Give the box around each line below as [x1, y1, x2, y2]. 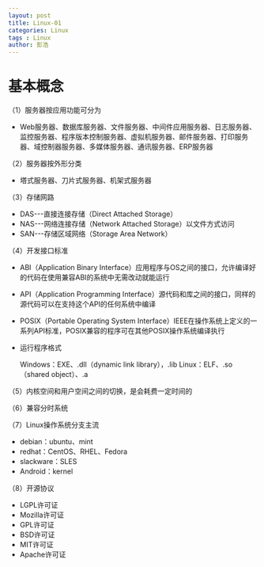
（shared [19, 370, 50, 379]
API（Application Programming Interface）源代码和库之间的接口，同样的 [19, 290, 256, 299]
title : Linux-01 [8, 19, 62, 27]
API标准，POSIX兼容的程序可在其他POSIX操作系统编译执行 [33, 326, 225, 336]
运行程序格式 [19, 343, 62, 352]
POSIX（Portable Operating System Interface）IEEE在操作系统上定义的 [19, 316, 251, 325]
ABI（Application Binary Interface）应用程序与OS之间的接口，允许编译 [19, 263, 250, 272]
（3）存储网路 [8, 192, 55, 202]
